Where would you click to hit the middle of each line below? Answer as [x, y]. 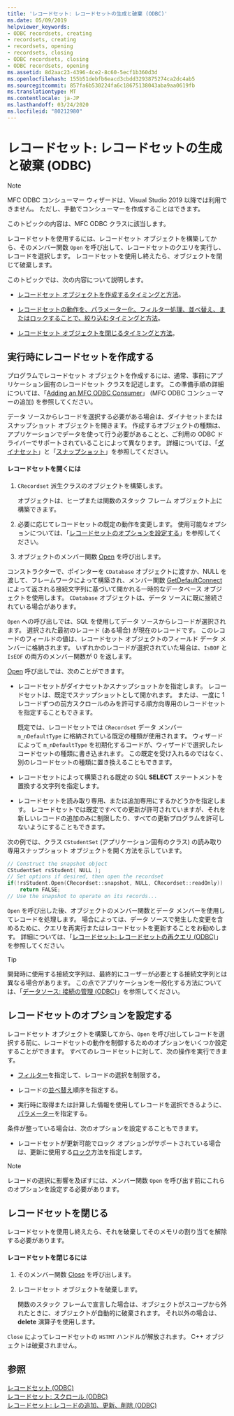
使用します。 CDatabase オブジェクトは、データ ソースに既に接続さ [127, 597]
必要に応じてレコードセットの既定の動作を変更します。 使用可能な [113, 524]
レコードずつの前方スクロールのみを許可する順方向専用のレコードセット [121, 703]
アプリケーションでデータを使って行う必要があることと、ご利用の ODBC [111, 434]
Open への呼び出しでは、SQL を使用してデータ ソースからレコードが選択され [117, 621]
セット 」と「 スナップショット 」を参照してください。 [96, 451]
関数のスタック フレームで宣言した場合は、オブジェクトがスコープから [119, 1304]
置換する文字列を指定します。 [60, 785]
